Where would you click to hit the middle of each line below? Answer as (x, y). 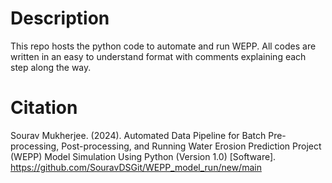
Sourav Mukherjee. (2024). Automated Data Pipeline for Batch (138, 135)
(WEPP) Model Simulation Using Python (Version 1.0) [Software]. (143, 156)
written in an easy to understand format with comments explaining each (158, 56)
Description (60, 18)
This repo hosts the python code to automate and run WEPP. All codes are (163, 46)
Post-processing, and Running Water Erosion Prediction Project (191, 146)
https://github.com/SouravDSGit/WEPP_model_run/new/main (136, 167)
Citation (44, 108)
